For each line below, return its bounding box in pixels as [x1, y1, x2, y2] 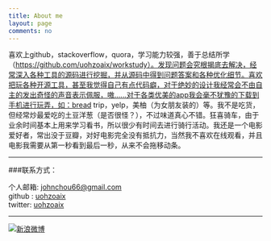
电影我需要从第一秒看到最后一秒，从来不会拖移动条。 [8, 140, 186, 150]
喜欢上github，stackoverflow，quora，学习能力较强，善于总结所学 [8, 50, 230, 60]
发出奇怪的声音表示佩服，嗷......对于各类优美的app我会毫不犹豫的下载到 [22, 90, 260, 100]
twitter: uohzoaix [8, 200, 65, 210]
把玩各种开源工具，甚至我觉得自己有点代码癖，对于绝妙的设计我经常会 [8, 80, 242, 89]
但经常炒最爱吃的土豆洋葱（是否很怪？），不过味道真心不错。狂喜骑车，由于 [8, 110, 260, 120]
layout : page [8, 19, 52, 27]
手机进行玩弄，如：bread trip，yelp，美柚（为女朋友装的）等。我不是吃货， [8, 100, 260, 110]
